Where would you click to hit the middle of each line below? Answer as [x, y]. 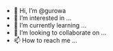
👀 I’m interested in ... [42, 18]
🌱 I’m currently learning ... [50, 25]
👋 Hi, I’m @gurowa [40, 11]
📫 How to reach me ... [45, 40]
